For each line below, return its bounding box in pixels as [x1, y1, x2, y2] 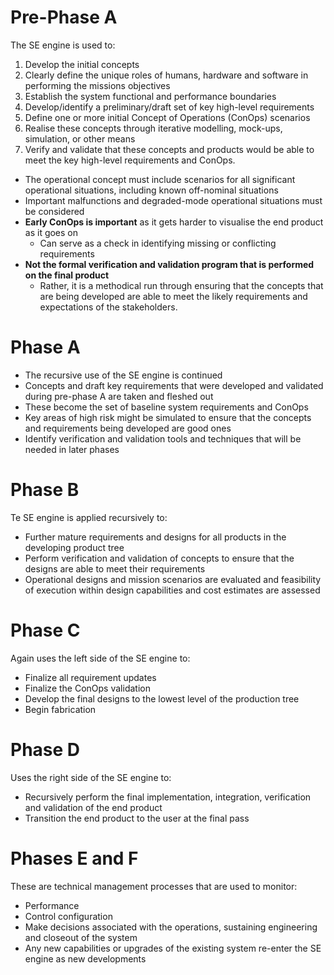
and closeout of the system [24, 931, 138, 943]
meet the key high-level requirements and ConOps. [24, 154, 236, 166]
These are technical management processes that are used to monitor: [10, 880, 298, 892]
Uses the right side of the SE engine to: [10, 771, 172, 783]
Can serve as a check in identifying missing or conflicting [39, 237, 277, 249]
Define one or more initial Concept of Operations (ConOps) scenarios [24, 111, 311, 123]
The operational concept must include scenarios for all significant [24, 173, 296, 185]
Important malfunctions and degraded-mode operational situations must [24, 194, 323, 206]
